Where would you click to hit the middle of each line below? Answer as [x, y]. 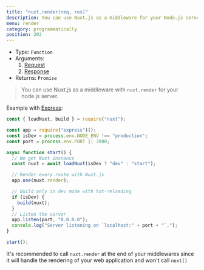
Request [35, 65]
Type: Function [34, 52]
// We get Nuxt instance [43, 158]
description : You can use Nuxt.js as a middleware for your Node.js [95, 18]
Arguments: [29, 59]
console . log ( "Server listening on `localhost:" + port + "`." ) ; [95, 226]
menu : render [23, 23]
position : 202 [24, 35]
